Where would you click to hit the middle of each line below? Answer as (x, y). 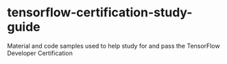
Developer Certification (40, 53)
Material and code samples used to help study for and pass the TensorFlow (114, 46)
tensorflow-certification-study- (100, 13)
